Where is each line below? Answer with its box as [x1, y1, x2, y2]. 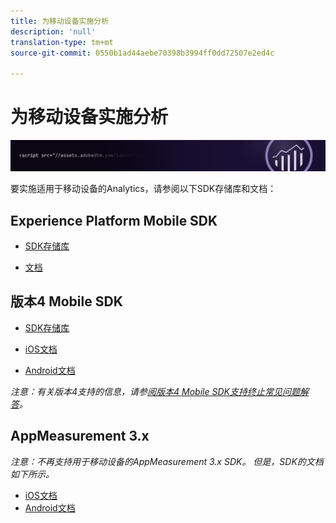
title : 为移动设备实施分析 [10, 16, 110, 26]
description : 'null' [10, 26, 97, 37]
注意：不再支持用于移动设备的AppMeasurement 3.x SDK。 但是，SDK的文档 [10, 455, 324, 467]
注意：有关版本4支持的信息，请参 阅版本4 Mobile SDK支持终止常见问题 [10, 385, 300, 397]
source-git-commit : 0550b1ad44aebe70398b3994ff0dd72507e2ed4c [10, 48, 275, 58]
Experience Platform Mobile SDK [10, 212, 218, 229]
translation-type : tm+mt [10, 37, 114, 47]
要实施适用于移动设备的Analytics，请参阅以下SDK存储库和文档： [10, 183, 277, 195]
